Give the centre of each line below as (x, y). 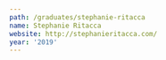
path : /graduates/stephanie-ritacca (77, 17)
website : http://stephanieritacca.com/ (83, 34)
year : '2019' (33, 42)
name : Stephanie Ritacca (55, 26)
